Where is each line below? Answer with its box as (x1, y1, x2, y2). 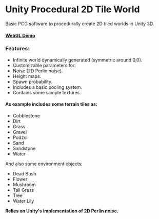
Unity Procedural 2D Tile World (5, 4, 140, 15)
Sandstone (12, 145, 36, 152)
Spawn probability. (12, 78, 53, 85)
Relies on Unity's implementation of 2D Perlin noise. (5, 208, 119, 214)
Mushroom (12, 182, 36, 188)
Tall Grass (12, 187, 34, 193)
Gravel (12, 129, 27, 135)
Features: (5, 45, 30, 52)
